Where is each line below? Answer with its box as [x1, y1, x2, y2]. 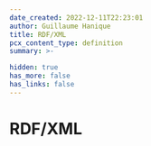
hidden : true [9, 63, 59, 72]
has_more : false [9, 71, 71, 81]
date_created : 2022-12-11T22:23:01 [9, 13, 144, 23]
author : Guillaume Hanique [9, 22, 111, 31]
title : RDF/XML [9, 30, 67, 39]
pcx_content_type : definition [9, 38, 124, 48]
